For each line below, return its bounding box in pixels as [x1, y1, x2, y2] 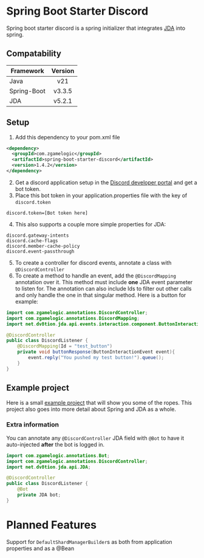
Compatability [6, 49, 62, 59]
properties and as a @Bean [6, 545, 75, 552]
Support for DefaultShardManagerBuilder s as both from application [6, 538, 172, 545]
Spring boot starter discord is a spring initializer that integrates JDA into [6, 24, 186, 32]
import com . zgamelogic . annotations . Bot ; [6, 452, 110, 459]
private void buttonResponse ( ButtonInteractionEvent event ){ [17, 349, 175, 355]
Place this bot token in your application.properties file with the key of [15, 192, 188, 199]
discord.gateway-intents [6, 232, 69, 239]
